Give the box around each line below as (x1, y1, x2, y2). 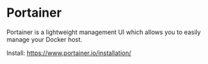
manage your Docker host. (6, 35, 83, 43)
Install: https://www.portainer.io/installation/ (6, 49, 132, 57)
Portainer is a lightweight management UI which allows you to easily (6, 28, 201, 36)
